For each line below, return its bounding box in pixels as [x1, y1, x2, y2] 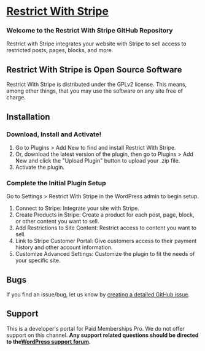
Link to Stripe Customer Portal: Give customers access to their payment [15, 237, 197, 245]
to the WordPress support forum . [6, 337, 91, 345]
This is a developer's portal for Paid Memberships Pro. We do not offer [6, 325, 185, 332]
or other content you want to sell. [15, 218, 99, 225]
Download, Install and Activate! [6, 130, 102, 139]
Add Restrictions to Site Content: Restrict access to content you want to [15, 224, 197, 231]
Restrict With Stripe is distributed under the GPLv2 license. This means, [6, 81, 187, 88]
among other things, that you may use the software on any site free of [6, 87, 183, 94]
